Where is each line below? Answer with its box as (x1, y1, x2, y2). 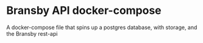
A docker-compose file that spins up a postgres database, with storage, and (6, 24, 198, 31)
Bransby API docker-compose (6, 4, 162, 18)
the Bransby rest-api (6, 30, 58, 37)
